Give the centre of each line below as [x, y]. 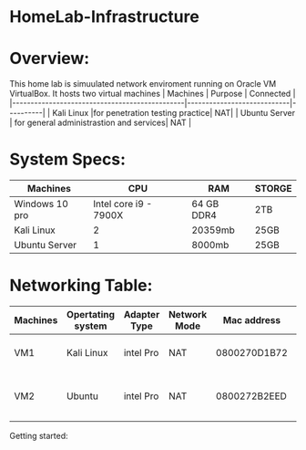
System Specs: [67, 159]
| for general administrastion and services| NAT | [101, 123]
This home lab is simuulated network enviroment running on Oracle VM [143, 84]
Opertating [91, 314]
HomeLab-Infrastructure [105, 17]
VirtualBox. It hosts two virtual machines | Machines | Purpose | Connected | [153, 94]
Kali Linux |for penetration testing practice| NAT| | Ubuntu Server [174, 113]
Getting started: [39, 436]
